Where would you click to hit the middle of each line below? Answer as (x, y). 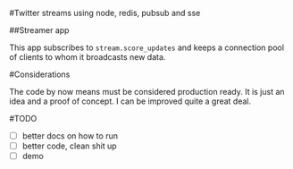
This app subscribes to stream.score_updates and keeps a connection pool (146, 47)
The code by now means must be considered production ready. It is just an (147, 92)
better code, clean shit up (70, 146)
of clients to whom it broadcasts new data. (88, 57)
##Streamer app (39, 30)
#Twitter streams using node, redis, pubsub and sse (105, 13)
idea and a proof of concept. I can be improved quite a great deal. (130, 101)
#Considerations (40, 74)
